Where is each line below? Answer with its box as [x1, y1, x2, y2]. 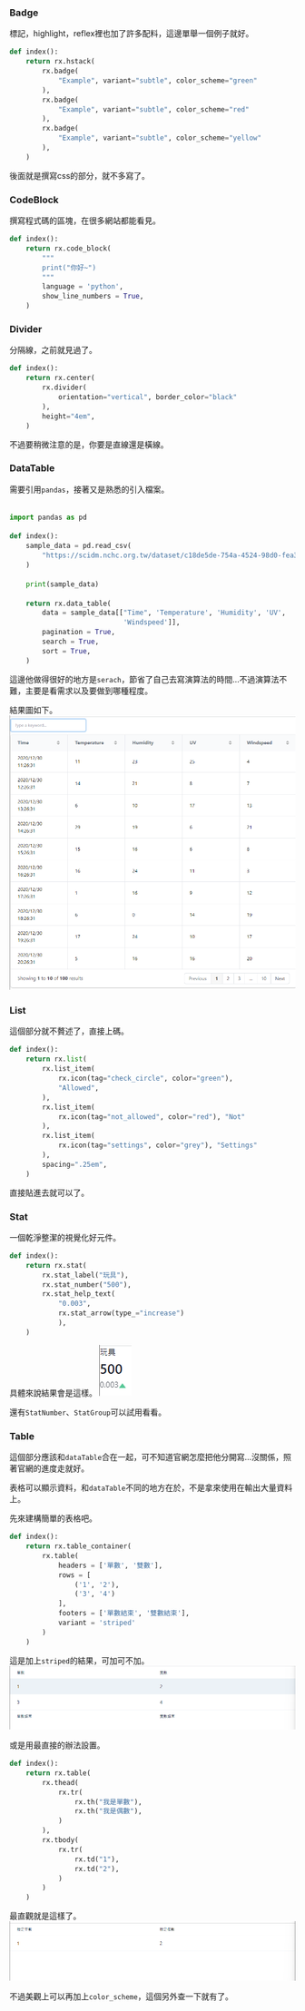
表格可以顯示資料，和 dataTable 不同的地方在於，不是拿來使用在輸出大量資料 [9, 1482, 293, 1494]
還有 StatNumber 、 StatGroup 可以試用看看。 [9, 1407, 167, 1418]
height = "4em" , [42, 411, 95, 421]
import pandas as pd [9, 513, 88, 522]
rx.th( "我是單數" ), [74, 1797, 143, 1807]
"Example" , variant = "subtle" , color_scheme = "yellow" [57, 133, 261, 142]
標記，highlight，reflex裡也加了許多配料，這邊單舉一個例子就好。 [9, 28, 254, 39]
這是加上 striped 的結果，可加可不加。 [9, 1654, 150, 1666]
